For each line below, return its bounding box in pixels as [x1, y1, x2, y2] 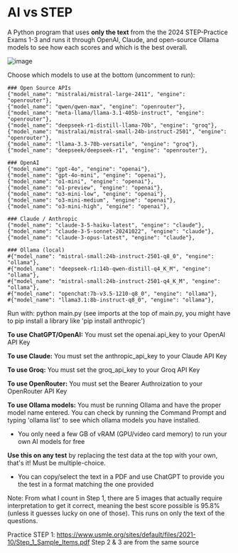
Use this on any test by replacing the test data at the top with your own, [7, 450, 218, 460]
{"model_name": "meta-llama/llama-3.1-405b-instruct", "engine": [7, 109, 205, 116]
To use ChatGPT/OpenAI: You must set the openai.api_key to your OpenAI [7, 330, 226, 338]
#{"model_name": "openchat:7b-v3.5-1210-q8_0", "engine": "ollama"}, [7, 290, 218, 297]
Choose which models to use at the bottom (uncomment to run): [7, 71, 195, 79]
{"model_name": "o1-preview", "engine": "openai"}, [7, 184, 163, 191]
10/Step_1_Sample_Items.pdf [7, 537, 90, 546]
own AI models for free [17, 437, 85, 445]
